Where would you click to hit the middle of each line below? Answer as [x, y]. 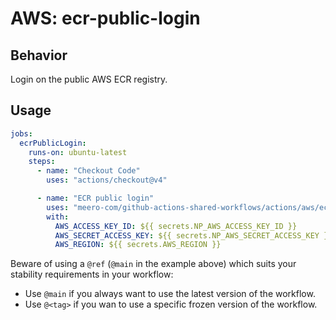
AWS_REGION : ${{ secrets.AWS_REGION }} [138, 245]
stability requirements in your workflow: [92, 274]
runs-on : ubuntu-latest [78, 152]
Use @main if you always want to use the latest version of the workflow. [170, 294]
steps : [42, 162]
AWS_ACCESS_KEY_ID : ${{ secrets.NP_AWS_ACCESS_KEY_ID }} [176, 226]
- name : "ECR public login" [95, 198]
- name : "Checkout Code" [88, 171]
